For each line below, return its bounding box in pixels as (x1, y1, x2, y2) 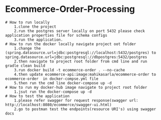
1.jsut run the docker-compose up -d (14, 89, 92, 94)
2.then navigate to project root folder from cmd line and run (14, 59, 148, 64)
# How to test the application (5, 93, 70, 99)
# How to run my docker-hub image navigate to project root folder (5, 85, 148, 90)
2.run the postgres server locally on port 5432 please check (14, 28, 145, 33)
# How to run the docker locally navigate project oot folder (5, 41, 136, 47)
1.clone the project (14, 24, 56, 29)
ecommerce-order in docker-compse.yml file (5, 76, 99, 81)
